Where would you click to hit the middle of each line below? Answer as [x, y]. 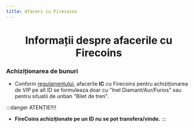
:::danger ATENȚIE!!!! [31, 108]
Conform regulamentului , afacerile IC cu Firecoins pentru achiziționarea [101, 84]
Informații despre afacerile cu [99, 40]
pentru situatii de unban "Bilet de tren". [61, 96]
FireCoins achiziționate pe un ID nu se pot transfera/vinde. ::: [90, 119]
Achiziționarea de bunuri [42, 71]
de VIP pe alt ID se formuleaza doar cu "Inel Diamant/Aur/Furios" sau [98, 90]
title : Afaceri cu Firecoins [42, 11]
